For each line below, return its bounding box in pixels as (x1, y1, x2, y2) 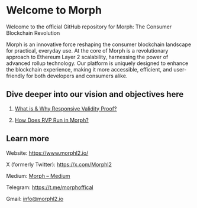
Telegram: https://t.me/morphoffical (6, 184, 93, 191)
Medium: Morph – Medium (6, 172, 70, 179)
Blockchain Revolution (6, 29, 60, 36)
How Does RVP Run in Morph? (14, 116, 89, 123)
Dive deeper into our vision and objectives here (6, 89, 184, 99)
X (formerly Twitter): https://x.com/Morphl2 (6, 161, 112, 168)
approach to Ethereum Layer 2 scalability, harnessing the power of (6, 53, 169, 60)
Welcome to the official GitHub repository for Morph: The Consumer (6, 23, 172, 30)
